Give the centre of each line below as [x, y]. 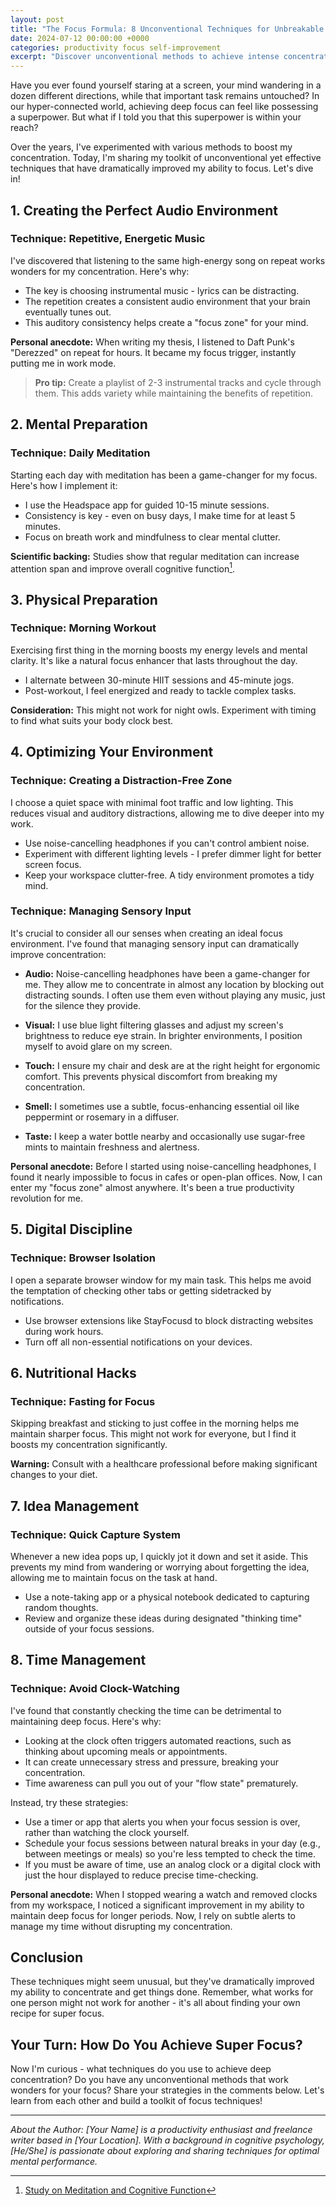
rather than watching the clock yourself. [107, 1832]
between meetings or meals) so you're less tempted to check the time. [170, 1853]
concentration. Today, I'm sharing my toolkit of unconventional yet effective [166, 158]
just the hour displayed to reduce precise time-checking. [141, 1875]
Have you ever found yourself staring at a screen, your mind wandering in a [166, 85]
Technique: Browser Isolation [83, 1258]
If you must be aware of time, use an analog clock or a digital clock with [173, 1864]
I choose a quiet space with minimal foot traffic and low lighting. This [152, 802]
